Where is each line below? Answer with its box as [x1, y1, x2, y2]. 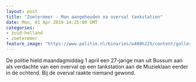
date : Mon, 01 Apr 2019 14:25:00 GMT [6, 19, 98, 25]
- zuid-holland [6, 30, 43, 36]
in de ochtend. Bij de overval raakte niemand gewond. [6, 69, 136, 76]
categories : [6, 24, 35, 31]
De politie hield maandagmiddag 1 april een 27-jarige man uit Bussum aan [6, 56, 183, 64]
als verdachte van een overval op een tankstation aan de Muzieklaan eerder [6, 63, 188, 70]
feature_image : [6, 41, 43, 47]
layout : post [6, 8, 38, 15]
